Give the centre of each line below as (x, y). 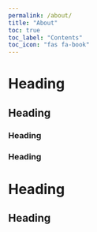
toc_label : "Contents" (45, 37)
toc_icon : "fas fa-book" (49, 45)
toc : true (24, 30)
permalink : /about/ (40, 15)
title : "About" (33, 23)
